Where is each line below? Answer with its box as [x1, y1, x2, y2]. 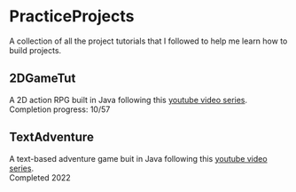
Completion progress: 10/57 [9, 104, 111, 115]
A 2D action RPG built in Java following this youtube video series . [9, 94, 248, 105]
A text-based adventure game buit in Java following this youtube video [9, 153, 268, 164]
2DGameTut [9, 71, 76, 86]
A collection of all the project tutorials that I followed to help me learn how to [9, 36, 288, 46]
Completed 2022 [9, 172, 71, 183]
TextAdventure [9, 130, 95, 145]
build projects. [9, 44, 62, 55]
